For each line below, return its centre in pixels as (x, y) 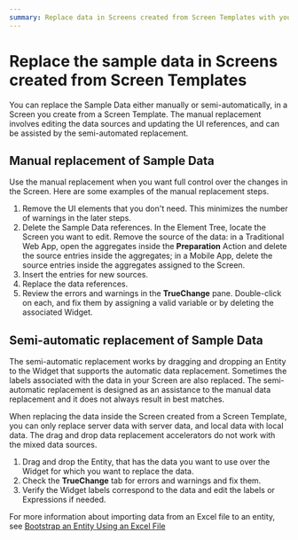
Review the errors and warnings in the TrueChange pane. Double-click (152, 293)
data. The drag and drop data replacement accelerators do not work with (142, 435)
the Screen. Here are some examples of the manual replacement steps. (139, 192)
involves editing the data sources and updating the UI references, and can (145, 123)
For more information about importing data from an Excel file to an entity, (142, 517)
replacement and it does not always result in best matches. (117, 399)
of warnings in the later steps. (76, 218)
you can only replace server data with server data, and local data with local (146, 426)
